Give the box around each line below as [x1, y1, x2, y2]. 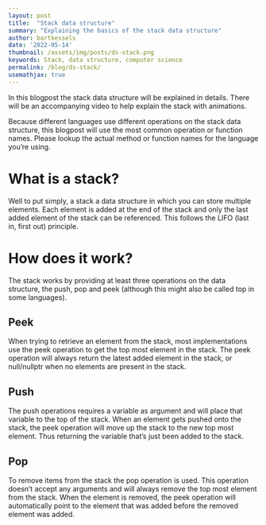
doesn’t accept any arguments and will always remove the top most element [8, 484, 257, 493]
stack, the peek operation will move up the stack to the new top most [8, 423, 234, 433]
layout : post [8, 11, 52, 20]
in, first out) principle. [8, 221, 79, 231]
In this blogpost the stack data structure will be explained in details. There [8, 92, 250, 102]
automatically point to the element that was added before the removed [8, 500, 239, 510]
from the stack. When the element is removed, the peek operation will [8, 492, 237, 502]
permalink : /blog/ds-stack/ [8, 64, 102, 72]
